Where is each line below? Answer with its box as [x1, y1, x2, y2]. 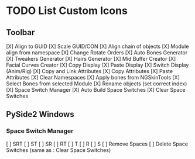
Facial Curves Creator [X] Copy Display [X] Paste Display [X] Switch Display [6, 61, 189, 68]
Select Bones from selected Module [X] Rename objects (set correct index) [6, 80, 187, 87]
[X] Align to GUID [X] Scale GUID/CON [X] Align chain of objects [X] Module [6, 43, 189, 50]
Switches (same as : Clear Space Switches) [6, 146, 111, 153]
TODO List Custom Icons [6, 4, 128, 18]
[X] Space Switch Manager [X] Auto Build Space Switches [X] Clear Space [6, 87, 186, 93]
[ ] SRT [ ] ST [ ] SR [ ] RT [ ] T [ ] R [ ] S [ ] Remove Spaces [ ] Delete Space [6, 140, 189, 147]
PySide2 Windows [6, 109, 74, 119]
